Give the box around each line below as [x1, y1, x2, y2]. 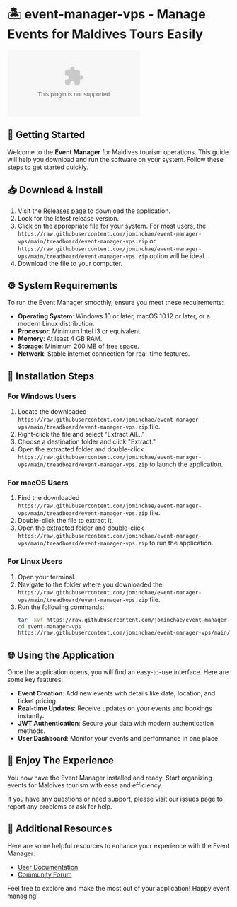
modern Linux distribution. [17, 320, 95, 328]
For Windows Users [7, 391, 76, 401]
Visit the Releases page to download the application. [17, 207, 171, 215]
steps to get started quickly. [7, 163, 89, 171]
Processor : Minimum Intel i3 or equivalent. [17, 327, 142, 335]
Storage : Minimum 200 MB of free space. [17, 342, 139, 351]
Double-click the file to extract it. [17, 516, 114, 525]
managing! [7, 891, 39, 900]
